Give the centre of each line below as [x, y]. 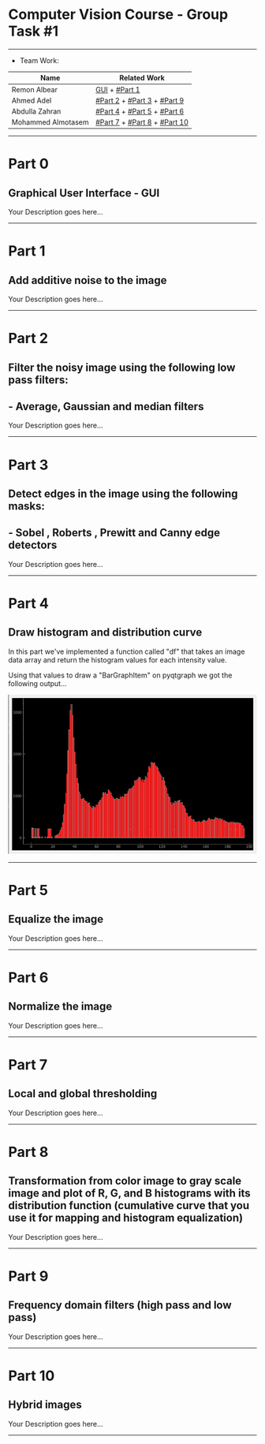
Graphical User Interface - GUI [84, 193]
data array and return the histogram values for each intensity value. [118, 659]
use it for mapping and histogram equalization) [125, 1218]
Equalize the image [56, 919]
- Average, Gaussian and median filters [106, 407]
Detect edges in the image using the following [123, 493]
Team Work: [39, 60]
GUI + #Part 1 [118, 89]
